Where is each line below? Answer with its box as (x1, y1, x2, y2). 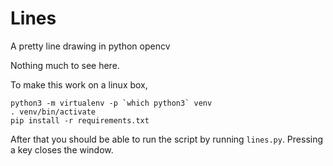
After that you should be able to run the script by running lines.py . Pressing (10, 133, 324, 145)
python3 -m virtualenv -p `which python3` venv (10, 98, 213, 108)
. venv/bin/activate (10, 107, 97, 117)
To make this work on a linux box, (10, 78, 148, 91)
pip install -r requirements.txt (10, 115, 150, 126)
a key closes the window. (10, 143, 114, 156)
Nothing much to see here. (10, 59, 120, 71)
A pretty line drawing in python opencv (10, 40, 171, 52)
